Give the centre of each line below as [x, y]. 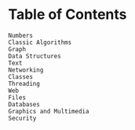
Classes [21, 76]
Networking [26, 70]
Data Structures [35, 56]
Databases [24, 104]
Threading [24, 84]
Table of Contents [67, 15]
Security [22, 118]
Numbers [21, 35]
